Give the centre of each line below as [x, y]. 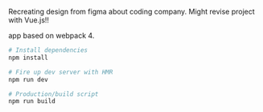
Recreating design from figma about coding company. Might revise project [131, 12]
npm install [28, 58]
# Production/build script [53, 94]
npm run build [32, 102]
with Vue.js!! [29, 20]
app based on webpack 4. [51, 36]
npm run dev [28, 79]
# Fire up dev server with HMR [61, 72]
